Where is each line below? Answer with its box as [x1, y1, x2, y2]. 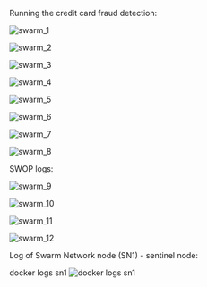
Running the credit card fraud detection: [9, 8, 158, 18]
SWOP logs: [9, 164, 54, 173]
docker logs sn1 [9, 267, 67, 278]
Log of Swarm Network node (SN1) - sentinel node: [9, 250, 199, 260]
